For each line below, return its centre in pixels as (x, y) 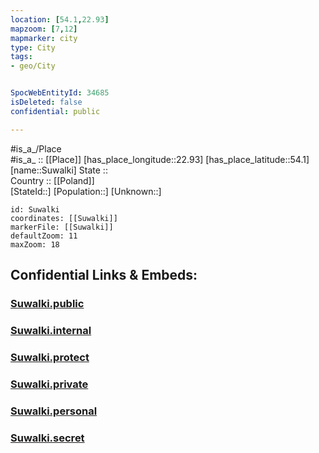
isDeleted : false (46, 102)
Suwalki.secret (47, 438)
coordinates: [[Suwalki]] (64, 218)
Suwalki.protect (50, 357)
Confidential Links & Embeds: (104, 275)
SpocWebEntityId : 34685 (60, 93)
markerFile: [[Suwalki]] (62, 227)
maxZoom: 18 (35, 244)
